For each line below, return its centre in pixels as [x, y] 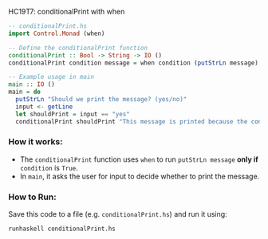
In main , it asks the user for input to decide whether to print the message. [140, 176]
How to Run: [33, 197]
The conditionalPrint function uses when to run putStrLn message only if [139, 159]
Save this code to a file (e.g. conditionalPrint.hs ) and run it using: [118, 214]
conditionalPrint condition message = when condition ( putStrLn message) [134, 63]
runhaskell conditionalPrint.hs [62, 229]
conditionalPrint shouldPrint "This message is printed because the [132, 121]
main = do [25, 92]
